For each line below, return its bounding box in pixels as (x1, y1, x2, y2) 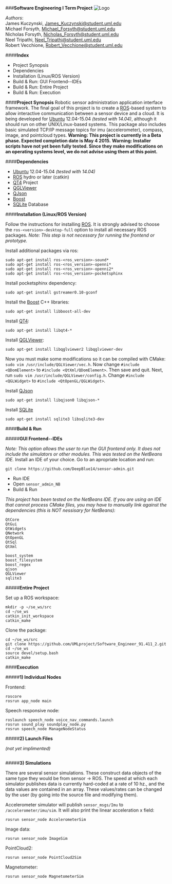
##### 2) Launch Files (5, 735, 53, 742)
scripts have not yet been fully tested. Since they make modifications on (5, 143, 163, 149)
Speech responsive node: (5, 708, 60, 713)
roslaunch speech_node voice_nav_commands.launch (5, 717, 114, 723)
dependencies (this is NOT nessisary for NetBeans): (5, 507, 116, 513)
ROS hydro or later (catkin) (12, 174, 69, 180)
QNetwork (5, 531, 24, 536)
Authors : (5, 15, 24, 21)
